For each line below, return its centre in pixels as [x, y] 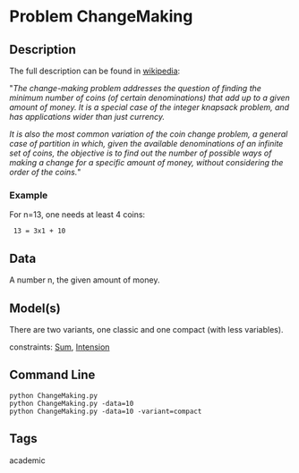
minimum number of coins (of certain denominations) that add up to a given [150, 97]
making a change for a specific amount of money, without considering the [146, 162]
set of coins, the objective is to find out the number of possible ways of [141, 153]
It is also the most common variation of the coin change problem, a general [149, 134]
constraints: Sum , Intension [60, 347]
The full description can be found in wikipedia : [95, 71]
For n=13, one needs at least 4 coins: [77, 215]
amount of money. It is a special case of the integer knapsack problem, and [149, 107]
